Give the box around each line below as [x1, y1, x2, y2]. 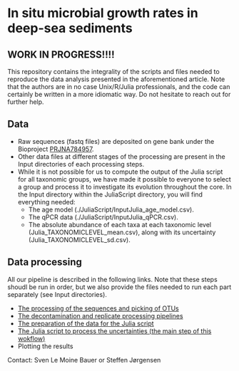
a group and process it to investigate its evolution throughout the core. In [17, 182, 232, 191]
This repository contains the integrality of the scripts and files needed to [7, 68, 220, 75]
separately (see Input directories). [7, 290, 107, 298]
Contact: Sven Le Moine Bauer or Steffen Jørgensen [7, 355, 161, 364]
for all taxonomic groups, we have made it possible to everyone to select [17, 174, 232, 183]
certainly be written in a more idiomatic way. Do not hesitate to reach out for [7, 90, 231, 98]
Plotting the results [17, 342, 73, 350]
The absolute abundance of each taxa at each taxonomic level [28, 220, 212, 229]
